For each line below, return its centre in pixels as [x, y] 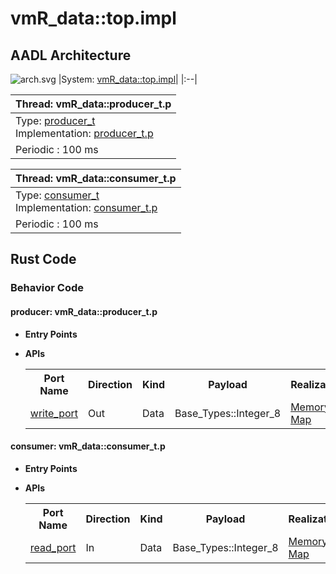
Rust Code [43, 259]
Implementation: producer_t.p [84, 133]
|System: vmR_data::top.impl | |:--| [128, 79]
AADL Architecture [71, 55]
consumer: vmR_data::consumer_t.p [88, 446]
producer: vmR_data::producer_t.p [84, 311]
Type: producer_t [55, 120]
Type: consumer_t [57, 195]
